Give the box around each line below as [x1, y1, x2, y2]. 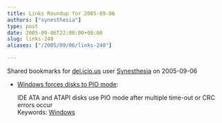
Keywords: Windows [16, 108, 76, 116]
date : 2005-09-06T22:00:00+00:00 [7, 29, 103, 36]
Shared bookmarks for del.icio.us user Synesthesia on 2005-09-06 [7, 67, 198, 75]
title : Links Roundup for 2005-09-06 [7, 10, 115, 17]
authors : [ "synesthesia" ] [7, 16, 81, 23]
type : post [7, 23, 38, 30]
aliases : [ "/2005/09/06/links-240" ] [7, 42, 112, 49]
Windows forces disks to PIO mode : [16, 80, 119, 88]
